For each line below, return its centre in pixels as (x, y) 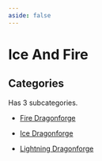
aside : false (30, 15)
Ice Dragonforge (46, 133)
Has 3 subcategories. (43, 103)
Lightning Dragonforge (57, 148)
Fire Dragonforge (48, 118)
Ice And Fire (48, 54)
